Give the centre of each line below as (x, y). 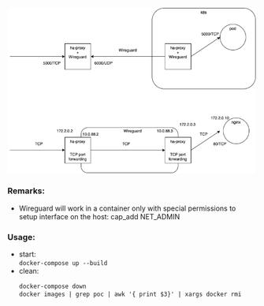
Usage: (22, 237)
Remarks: (26, 191)
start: (27, 254)
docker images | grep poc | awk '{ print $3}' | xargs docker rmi (130, 294)
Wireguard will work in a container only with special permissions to (127, 208)
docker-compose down (52, 286)
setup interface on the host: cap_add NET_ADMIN (99, 216)
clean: (29, 271)
